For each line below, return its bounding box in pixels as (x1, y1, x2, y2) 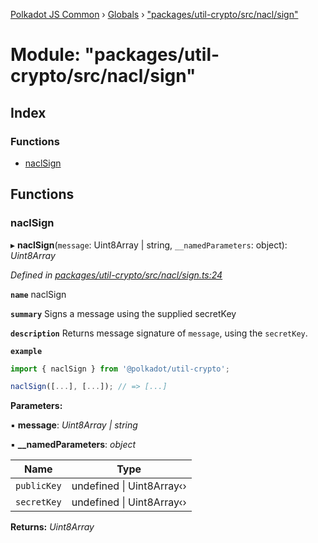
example (10, 346, 43, 356)
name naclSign (10, 288, 67, 300)
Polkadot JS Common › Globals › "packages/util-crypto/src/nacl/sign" (10, 9, 299, 20)
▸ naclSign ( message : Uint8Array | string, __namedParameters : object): (10, 239, 288, 251)
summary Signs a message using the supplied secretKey (10, 307, 237, 319)
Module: (10, 44, 81, 66)
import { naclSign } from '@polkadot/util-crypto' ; (10, 364, 230, 374)
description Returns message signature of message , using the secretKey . (10, 327, 308, 339)
